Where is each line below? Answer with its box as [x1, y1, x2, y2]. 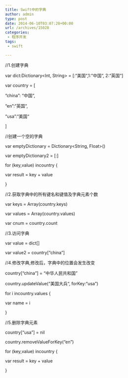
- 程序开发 [7, 35, 27, 40]
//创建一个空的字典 [5, 133, 43, 139]
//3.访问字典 [5, 230, 29, 236]
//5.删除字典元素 [5, 320, 38, 325]
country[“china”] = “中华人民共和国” [5, 270, 77, 276]
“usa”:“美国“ [5, 113, 29, 119]
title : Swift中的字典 [5, 7, 47, 12]
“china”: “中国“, [5, 92, 35, 98]
